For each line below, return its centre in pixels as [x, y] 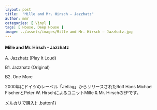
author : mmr [17, 18]
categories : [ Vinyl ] [28, 23]
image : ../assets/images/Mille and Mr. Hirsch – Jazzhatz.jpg [69, 32]
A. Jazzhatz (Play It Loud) [31, 58]
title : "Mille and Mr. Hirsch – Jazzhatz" [50, 14]
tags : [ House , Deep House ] [34, 27]
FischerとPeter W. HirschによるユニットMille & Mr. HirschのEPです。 [73, 93]
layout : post [18, 9]
